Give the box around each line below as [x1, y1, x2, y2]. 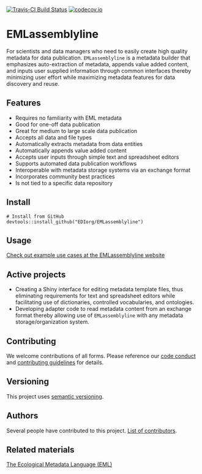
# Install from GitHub [6, 213, 64, 220]
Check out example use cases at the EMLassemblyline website [6, 251, 165, 259]
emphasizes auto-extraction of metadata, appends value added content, [6, 60, 189, 67]
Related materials [6, 445, 75, 455]
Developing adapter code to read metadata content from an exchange [15, 305, 192, 313]
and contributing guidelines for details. [6, 359, 104, 366]
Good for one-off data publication [15, 120, 101, 128]
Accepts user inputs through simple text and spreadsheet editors [15, 153, 179, 161]
